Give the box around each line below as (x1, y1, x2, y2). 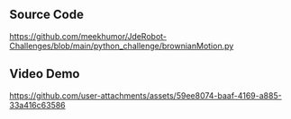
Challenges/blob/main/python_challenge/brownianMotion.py (9, 40, 234, 51)
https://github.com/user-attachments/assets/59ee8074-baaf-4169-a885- (9, 89, 282, 101)
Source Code (9, 7, 84, 22)
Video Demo (9, 66, 80, 81)
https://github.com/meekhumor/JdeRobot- (9, 30, 168, 41)
